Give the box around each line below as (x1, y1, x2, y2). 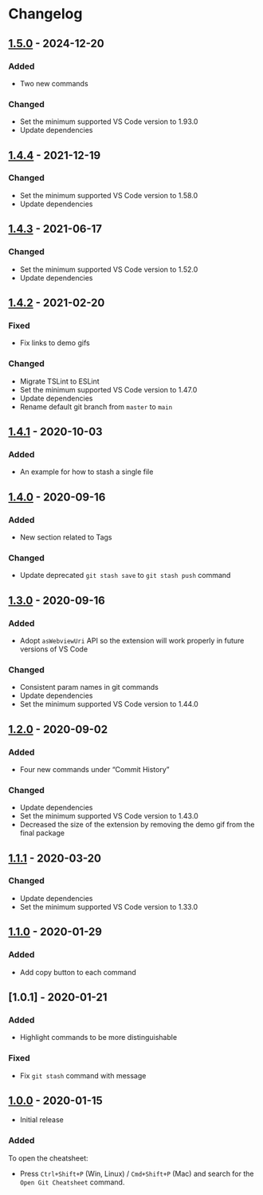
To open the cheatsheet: (8, 1153, 89, 1163)
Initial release (19, 1115, 64, 1125)
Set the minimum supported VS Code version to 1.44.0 (19, 699, 199, 709)
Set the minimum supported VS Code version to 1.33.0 (19, 902, 198, 911)
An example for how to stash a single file (19, 467, 154, 476)
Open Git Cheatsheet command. (19, 1177, 125, 1187)
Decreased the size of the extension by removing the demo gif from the (19, 820, 255, 830)
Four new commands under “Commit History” (19, 764, 170, 774)
